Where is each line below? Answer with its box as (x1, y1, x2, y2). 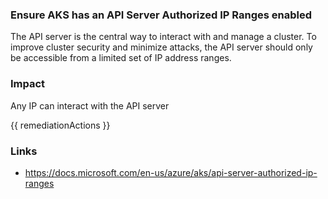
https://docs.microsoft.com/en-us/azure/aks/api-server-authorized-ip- (24, 166, 318, 178)
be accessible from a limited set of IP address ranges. (10, 52, 232, 64)
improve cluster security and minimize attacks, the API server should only (10, 41, 313, 53)
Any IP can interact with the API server (10, 99, 170, 112)
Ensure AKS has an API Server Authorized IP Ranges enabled (10, 8, 313, 22)
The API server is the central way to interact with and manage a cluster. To (10, 31, 317, 43)
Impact (10, 77, 46, 91)
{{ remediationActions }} (10, 119, 111, 131)
